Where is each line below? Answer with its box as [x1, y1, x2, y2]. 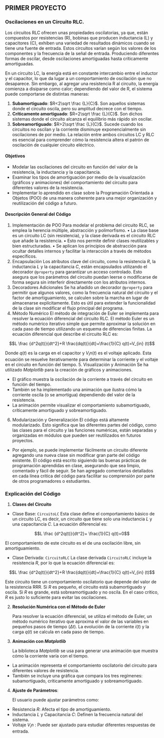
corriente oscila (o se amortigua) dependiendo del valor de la [12, 391, 136, 397]
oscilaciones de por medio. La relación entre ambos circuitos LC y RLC [12, 131, 155, 137]
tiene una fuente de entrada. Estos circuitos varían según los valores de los [5, 45, 156, 51]
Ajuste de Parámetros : [12, 688, 59, 694]
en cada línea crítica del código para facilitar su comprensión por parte [12, 473, 155, 479]
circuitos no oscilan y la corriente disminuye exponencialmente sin [12, 126, 146, 132]
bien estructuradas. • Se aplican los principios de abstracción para [12, 243, 147, 249]
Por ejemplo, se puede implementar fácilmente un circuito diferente [12, 447, 148, 453]
